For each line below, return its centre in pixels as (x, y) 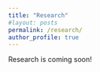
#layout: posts (33, 23)
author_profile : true (44, 37)
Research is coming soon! (50, 59)
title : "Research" (38, 15)
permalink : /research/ (45, 30)
